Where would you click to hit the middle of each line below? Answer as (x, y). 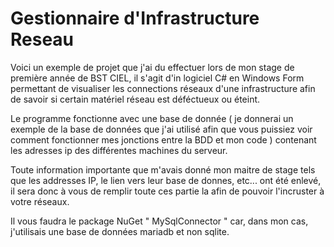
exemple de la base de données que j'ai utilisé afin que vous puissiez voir (161, 129)
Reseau (42, 39)
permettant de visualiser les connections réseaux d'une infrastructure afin (163, 88)
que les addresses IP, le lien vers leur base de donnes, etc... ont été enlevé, (166, 180)
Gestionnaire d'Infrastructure (135, 18)
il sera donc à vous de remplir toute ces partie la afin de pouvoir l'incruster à (167, 191)
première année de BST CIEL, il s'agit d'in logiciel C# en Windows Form (157, 78)
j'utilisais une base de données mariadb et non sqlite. (120, 231)
